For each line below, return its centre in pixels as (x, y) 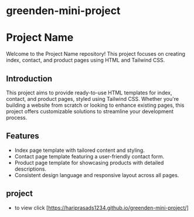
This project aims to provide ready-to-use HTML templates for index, (89, 93)
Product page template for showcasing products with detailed (89, 162)
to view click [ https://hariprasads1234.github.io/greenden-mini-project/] (101, 208)
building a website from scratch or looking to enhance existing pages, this (95, 105)
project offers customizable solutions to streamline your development (90, 111)
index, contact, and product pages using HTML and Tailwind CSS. (86, 60)
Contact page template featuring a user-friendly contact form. (89, 156)
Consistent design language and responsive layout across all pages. (97, 175)
